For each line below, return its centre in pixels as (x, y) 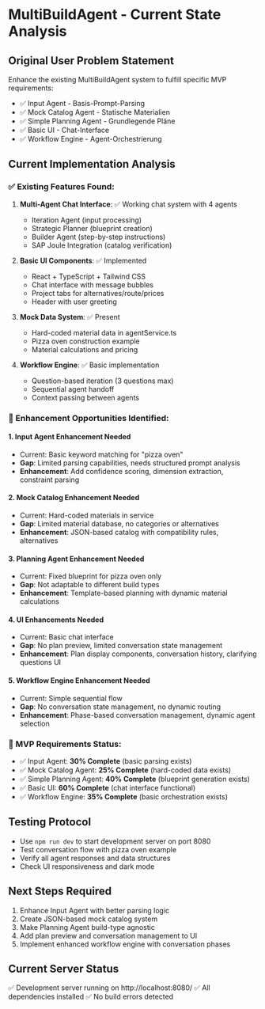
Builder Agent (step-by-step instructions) (98, 237)
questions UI (40, 662)
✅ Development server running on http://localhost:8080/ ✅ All (110, 988)
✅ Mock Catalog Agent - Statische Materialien (95, 112)
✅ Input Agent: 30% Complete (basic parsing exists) (106, 761)
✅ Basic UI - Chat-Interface (64, 130)
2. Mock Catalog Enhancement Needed (74, 498)
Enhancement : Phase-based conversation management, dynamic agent (137, 715)
